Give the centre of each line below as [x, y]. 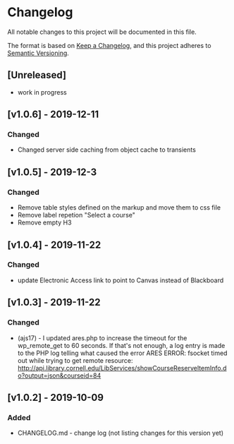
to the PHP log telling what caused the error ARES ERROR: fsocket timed [122, 353]
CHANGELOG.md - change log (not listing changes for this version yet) [121, 433]
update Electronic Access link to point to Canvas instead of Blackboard [121, 280]
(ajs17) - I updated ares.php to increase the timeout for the [102, 338]
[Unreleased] [37, 75]
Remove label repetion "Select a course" [76, 215]
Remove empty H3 [44, 222]
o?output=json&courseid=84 [59, 376]
